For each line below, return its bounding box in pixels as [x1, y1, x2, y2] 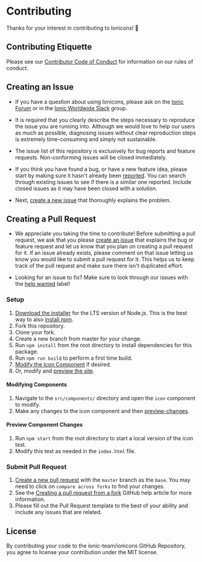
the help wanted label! [14, 280, 71, 288]
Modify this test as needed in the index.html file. [14, 448, 136, 455]
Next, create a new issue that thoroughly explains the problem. [14, 196, 171, 203]
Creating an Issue [6, 82, 74, 92]
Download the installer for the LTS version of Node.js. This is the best [14, 309, 188, 316]
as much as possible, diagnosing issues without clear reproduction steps [14, 129, 196, 136]
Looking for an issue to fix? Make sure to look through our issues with [14, 274, 188, 281]
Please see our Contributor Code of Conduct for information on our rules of [6, 58, 194, 65]
